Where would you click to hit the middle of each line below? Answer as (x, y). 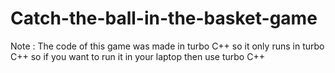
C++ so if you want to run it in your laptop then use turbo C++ (137, 56)
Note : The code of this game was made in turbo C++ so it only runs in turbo (167, 46)
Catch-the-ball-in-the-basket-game (164, 18)
